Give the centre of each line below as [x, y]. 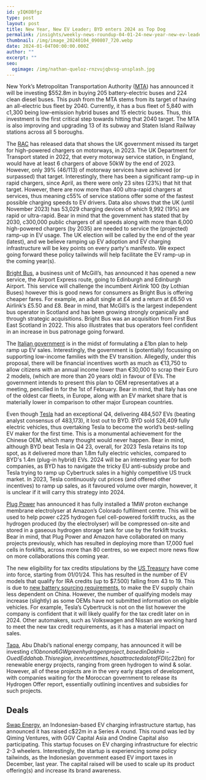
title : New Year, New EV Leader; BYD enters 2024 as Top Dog [86, 29]
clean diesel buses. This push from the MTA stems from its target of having [101, 99]
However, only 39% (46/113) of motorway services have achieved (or [93, 170]
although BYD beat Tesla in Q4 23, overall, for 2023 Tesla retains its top [97, 447]
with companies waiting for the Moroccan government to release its [92, 678]
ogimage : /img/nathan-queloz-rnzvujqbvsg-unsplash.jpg [83, 69]
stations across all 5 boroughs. [45, 132]
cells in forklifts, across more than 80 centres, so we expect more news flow [103, 550]
